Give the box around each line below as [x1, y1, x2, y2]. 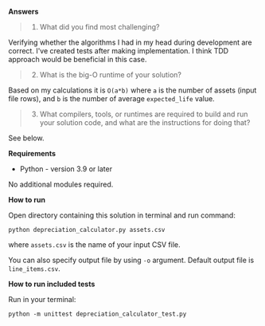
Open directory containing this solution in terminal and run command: [8, 210, 236, 220]
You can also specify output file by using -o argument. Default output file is [8, 255, 255, 265]
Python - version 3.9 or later [19, 164, 113, 174]
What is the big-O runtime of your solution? [39, 70, 181, 79]
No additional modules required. [8, 179, 114, 189]
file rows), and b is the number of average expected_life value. [8, 94, 215, 103]
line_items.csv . [8, 264, 61, 273]
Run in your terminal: [8, 295, 76, 304]
